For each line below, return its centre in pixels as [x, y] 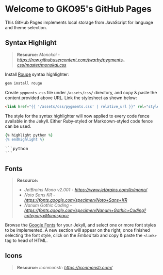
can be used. [18, 126]
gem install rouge [24, 83]
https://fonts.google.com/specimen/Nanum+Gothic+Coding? [85, 210]
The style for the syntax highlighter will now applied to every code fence [77, 116]
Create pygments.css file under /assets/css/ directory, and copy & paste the [81, 92]
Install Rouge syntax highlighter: [37, 74]
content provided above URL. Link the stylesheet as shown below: [71, 98]
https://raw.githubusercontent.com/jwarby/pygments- [71, 60]
